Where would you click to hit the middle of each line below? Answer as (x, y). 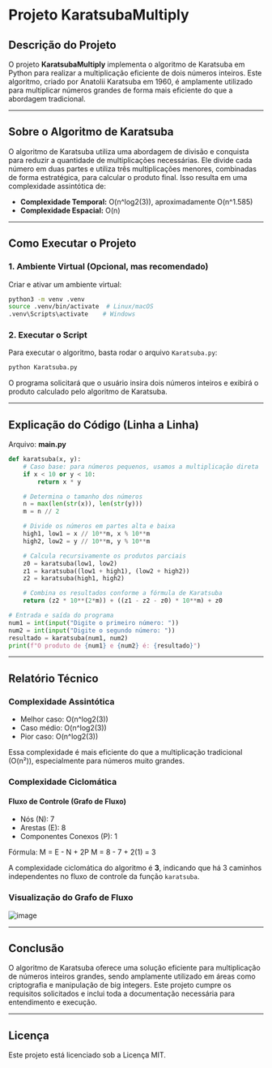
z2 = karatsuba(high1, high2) (74, 579)
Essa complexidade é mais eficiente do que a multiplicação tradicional (125, 752)
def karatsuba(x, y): (45, 459)
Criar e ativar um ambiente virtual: (65, 284)
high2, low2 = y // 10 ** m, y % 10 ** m (87, 541)
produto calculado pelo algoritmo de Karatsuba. (88, 392)
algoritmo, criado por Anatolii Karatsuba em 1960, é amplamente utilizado (131, 82)
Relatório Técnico (53, 678)
